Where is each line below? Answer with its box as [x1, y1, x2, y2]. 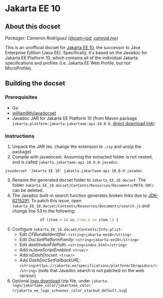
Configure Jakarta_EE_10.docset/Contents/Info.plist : [12, 226, 122, 232]
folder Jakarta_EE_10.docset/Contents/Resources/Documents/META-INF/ [12, 182, 154, 188]
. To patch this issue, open [28, 197, 82, 203]
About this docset [5, 22, 61, 31]
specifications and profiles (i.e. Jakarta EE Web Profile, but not [5, 60, 130, 66]
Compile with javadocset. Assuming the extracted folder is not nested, [12, 154, 153, 159]
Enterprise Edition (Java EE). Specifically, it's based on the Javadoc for [5, 50, 147, 55]
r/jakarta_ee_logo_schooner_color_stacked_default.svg [12, 288, 126, 293]
